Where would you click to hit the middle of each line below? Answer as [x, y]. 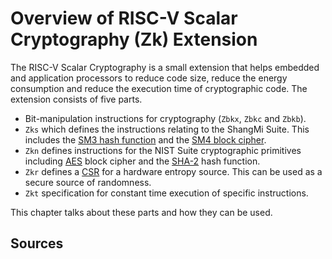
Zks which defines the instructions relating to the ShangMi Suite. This [167, 129]
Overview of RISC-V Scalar [124, 18]
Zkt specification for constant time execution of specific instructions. [166, 193]
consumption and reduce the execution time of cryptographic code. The [159, 88]
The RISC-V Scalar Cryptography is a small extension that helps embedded [165, 67]
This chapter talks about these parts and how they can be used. [141, 212]
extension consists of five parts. [76, 99]
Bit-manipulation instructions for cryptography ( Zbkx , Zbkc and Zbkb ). [165, 118]
